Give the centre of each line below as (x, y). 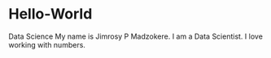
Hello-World (50, 14)
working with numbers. (47, 44)
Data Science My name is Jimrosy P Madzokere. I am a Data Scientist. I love (135, 36)
